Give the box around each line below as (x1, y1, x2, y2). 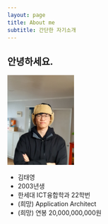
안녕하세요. (7, 55, 54, 68)
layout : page (7, 11, 46, 18)
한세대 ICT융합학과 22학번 (17, 191, 90, 199)
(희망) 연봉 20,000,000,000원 (17, 208, 102, 217)
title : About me (7, 18, 55, 26)
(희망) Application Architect (17, 199, 97, 208)
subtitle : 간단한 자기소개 (7, 26, 76, 33)
